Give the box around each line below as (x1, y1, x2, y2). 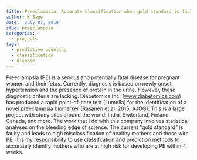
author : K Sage (6, 14, 43, 20)
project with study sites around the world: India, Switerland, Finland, (6, 111, 171, 118)
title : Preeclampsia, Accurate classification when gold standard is (6, 8, 180, 15)
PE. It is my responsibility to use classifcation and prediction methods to (6, 136, 180, 143)
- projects (11, 36, 38, 42)
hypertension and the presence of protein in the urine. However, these (6, 86, 176, 93)
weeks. (6, 148, 23, 155)
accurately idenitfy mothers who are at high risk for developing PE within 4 (6, 142, 186, 149)
